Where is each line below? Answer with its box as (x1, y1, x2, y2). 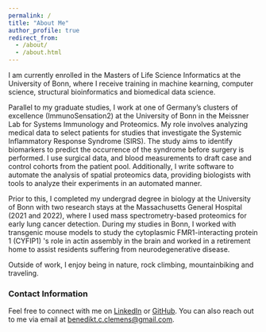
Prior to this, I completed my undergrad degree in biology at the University (8, 194, 252, 203)
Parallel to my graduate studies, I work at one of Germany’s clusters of (8, 102, 238, 112)
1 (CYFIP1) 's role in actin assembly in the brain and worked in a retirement (8, 236, 251, 245)
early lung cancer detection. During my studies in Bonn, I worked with (8, 219, 237, 229)
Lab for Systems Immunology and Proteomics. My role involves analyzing (8, 120, 249, 129)
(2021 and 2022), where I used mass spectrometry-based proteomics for (8, 211, 248, 220)
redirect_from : (8, 33, 59, 42)
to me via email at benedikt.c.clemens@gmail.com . (8, 315, 175, 324)
